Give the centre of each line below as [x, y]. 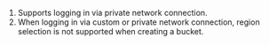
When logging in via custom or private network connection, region [138, 22]
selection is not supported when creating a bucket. [111, 31]
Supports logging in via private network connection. [112, 13]
